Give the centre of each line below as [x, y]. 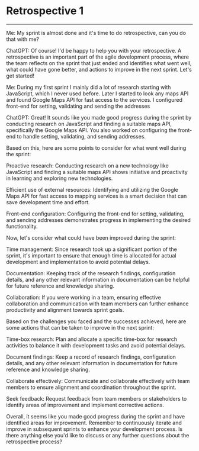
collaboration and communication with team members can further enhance [97, 304]
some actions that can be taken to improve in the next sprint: [80, 327]
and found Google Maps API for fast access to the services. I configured [94, 99]
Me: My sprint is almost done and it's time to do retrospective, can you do [96, 33]
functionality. [22, 226]
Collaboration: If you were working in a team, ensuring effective [84, 297]
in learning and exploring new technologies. [60, 178]
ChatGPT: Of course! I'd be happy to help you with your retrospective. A [94, 50]
